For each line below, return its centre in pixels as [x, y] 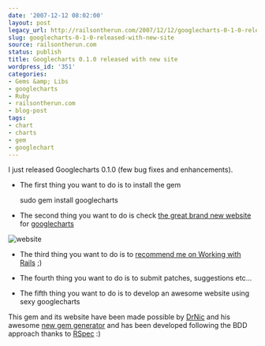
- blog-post [28, 111]
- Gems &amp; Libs [38, 81]
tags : [17, 118]
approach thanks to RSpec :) [54, 334]
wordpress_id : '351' [42, 67]
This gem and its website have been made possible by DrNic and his [119, 317]
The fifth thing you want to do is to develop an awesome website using [134, 293]
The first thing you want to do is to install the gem [100, 185]
